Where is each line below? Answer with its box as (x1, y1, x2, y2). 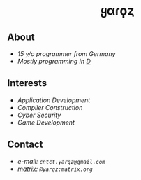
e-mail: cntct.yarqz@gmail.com (17, 157, 106, 165)
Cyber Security (17, 111, 61, 119)
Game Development (17, 118, 75, 127)
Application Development (17, 96, 91, 104)
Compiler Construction (17, 103, 83, 111)
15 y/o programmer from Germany (17, 50, 116, 57)
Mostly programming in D (17, 57, 91, 65)
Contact (7, 139, 43, 151)
